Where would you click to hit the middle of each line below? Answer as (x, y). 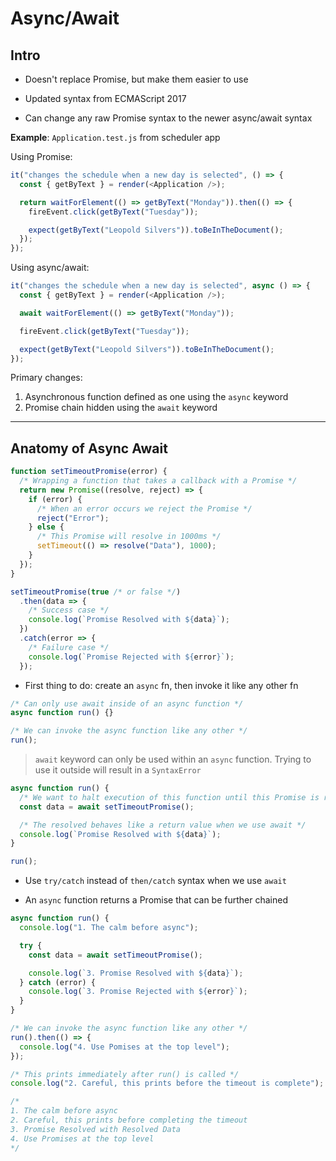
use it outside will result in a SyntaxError (118, 770)
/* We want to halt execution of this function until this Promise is (169, 797)
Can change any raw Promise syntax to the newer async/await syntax (168, 118)
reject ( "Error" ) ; (73, 518)
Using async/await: (50, 268)
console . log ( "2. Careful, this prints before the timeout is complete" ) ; (167, 1083)
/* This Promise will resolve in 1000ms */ (129, 537)
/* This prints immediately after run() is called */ (125, 1074)
